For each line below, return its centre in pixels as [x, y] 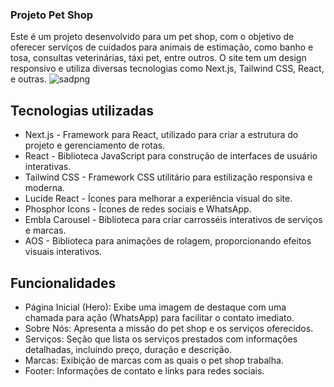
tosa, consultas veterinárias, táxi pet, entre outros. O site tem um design [158, 58]
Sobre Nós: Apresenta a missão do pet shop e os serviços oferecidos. [169, 328]
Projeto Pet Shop [52, 15]
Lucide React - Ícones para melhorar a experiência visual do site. [158, 199]
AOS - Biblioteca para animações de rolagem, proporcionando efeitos [168, 241]
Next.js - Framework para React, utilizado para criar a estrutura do [161, 135]
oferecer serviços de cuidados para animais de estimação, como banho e [162, 47]
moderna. [44, 188]
